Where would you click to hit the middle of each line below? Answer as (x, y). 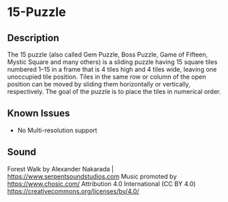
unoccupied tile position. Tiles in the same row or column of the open (107, 77)
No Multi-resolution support (57, 130)
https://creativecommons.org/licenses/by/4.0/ (73, 191)
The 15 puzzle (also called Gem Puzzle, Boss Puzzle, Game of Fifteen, (107, 54)
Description (33, 38)
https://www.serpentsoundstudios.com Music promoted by (92, 176)
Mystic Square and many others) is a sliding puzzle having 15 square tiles (112, 62)
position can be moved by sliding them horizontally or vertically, (99, 84)
